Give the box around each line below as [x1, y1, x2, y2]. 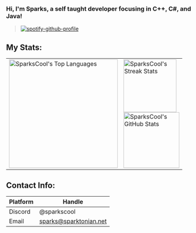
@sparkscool [39, 207, 76, 215]
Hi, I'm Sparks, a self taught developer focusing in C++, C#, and [6, 5, 192, 13]
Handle [62, 197, 83, 205]
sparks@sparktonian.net [39, 217, 107, 225]
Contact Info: [6, 180, 56, 190]
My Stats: [6, 42, 42, 52]
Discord [9, 207, 31, 215]
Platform [9, 197, 34, 205]
